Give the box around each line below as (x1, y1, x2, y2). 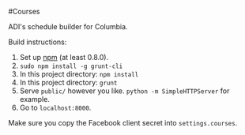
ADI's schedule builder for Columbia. (8, 22, 128, 31)
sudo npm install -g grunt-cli (19, 62, 123, 70)
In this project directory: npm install (19, 69, 139, 78)
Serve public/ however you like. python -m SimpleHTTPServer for (19, 86, 230, 96)
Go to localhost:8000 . (19, 103, 92, 112)
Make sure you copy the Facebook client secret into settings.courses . (8, 118, 238, 127)
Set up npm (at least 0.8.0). (19, 53, 109, 62)
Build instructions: (8, 37, 67, 47)
